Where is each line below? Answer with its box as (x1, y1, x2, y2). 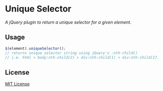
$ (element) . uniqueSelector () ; (5, 46, 66, 51)
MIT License (5, 81, 30, 87)
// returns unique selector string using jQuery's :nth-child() (5, 51, 138, 55)
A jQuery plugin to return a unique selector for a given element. (5, 19, 132, 25)
